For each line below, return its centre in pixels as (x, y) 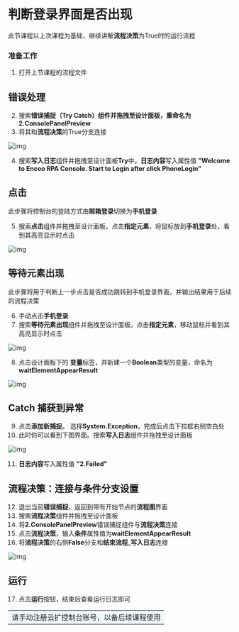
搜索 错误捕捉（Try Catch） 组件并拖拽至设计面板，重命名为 (105, 116)
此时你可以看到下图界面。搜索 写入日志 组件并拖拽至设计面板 (105, 435)
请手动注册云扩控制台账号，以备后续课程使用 (87, 618)
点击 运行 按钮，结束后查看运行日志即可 (74, 599)
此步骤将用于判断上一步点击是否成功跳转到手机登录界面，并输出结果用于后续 (120, 292)
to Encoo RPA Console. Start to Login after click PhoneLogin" (110, 169)
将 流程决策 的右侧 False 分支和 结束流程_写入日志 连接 (93, 543)
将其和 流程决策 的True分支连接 (62, 132)
